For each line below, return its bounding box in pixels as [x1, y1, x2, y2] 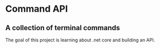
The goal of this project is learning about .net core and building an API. [5, 37, 155, 43]
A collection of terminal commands [5, 23, 120, 32]
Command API [5, 3, 68, 15]
